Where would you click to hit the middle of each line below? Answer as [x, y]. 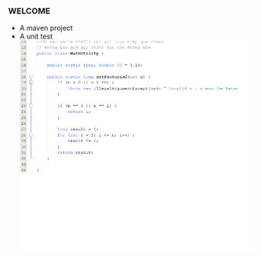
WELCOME [29, 11]
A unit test [36, 36]
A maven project [46, 28]
